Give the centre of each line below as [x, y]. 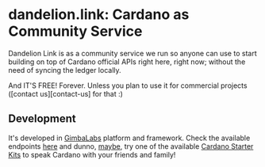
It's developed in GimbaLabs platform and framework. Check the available [129, 138]
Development [42, 119]
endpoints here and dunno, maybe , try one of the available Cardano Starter [131, 146]
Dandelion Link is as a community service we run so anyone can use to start [132, 53]
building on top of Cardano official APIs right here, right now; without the [127, 62]
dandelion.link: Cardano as [99, 15]
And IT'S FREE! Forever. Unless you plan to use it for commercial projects [128, 85]
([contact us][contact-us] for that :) [65, 93]
